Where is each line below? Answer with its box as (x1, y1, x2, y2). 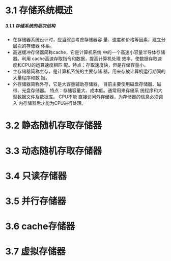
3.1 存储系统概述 (5, 5, 73, 16)
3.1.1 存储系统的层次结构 (5, 22, 55, 28)
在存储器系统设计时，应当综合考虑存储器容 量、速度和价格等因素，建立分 (12, 37, 166, 43)
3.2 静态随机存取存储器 (5, 120, 102, 131)
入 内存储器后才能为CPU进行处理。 (12, 100, 87, 106)
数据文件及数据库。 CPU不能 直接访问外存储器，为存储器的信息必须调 (17, 94, 163, 100)
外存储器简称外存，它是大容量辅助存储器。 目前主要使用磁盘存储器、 (12, 81, 157, 87)
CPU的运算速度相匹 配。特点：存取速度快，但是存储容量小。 (21, 62, 149, 68)
